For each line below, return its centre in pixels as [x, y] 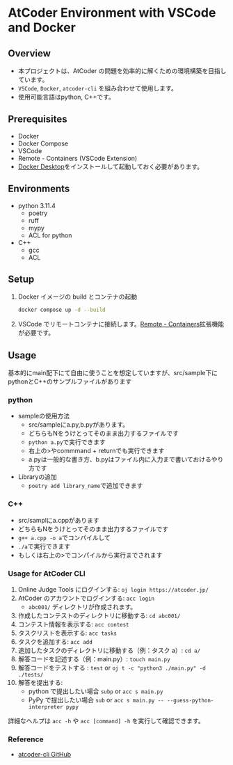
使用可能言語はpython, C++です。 [66, 97]
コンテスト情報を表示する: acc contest [73, 624]
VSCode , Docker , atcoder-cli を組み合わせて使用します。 [97, 88]
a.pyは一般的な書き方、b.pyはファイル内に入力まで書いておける [120, 459]
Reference [26, 739]
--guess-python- [190, 701]
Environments [39, 189]
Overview [30, 53]
